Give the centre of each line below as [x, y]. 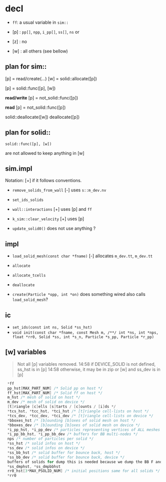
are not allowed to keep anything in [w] [45, 153]
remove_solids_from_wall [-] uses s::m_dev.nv [59, 190]
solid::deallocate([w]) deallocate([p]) [42, 117]
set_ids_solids [28, 200]
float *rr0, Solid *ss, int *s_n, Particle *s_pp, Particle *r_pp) [83, 337]
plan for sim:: [26, 67]
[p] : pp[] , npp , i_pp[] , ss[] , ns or [46, 32]
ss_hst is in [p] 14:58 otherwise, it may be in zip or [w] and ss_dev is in [89, 369]
